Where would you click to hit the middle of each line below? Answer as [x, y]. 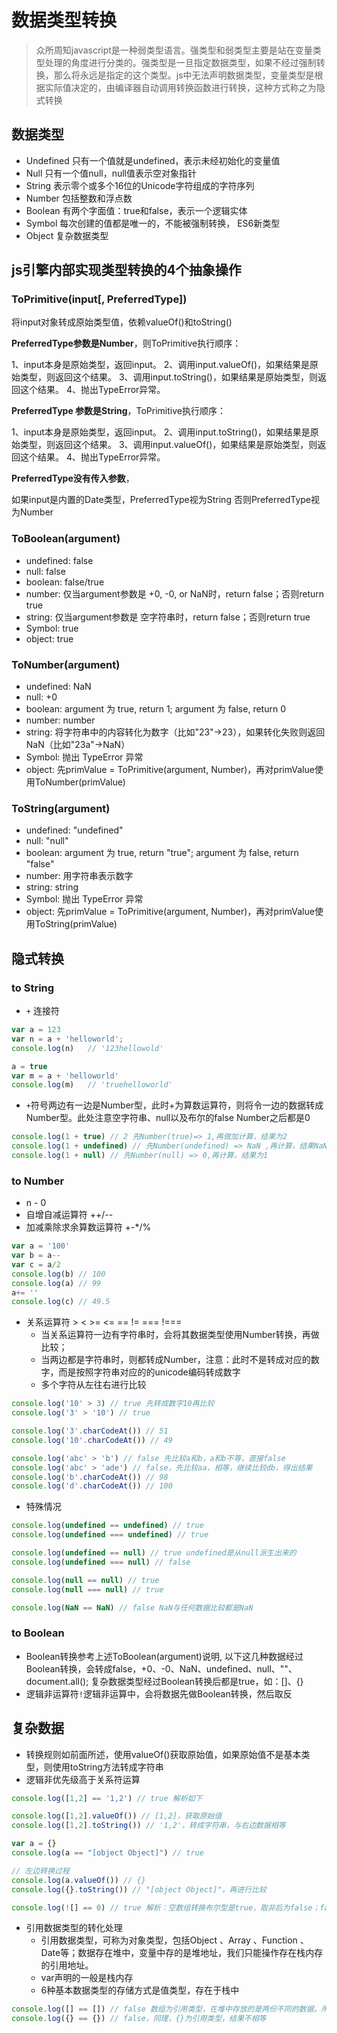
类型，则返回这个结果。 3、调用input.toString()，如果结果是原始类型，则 [168, 377]
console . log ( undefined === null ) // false [101, 1562]
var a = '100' [41, 1246]
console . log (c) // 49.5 [61, 1302]
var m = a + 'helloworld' [65, 1076]
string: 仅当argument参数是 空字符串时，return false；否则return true [168, 617]
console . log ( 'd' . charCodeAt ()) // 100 [92, 1486]
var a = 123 [36, 1030]
